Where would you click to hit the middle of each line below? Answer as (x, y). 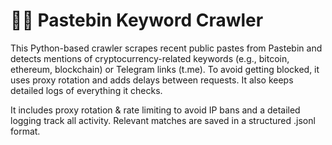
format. (25, 131)
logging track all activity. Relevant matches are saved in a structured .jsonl (163, 120)
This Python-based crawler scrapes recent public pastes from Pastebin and (166, 48)
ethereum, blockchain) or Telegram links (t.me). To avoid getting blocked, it (165, 69)
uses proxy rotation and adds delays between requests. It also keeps (152, 80)
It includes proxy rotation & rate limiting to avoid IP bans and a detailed (155, 110)
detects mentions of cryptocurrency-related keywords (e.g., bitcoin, (150, 58)
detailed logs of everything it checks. (86, 90)
